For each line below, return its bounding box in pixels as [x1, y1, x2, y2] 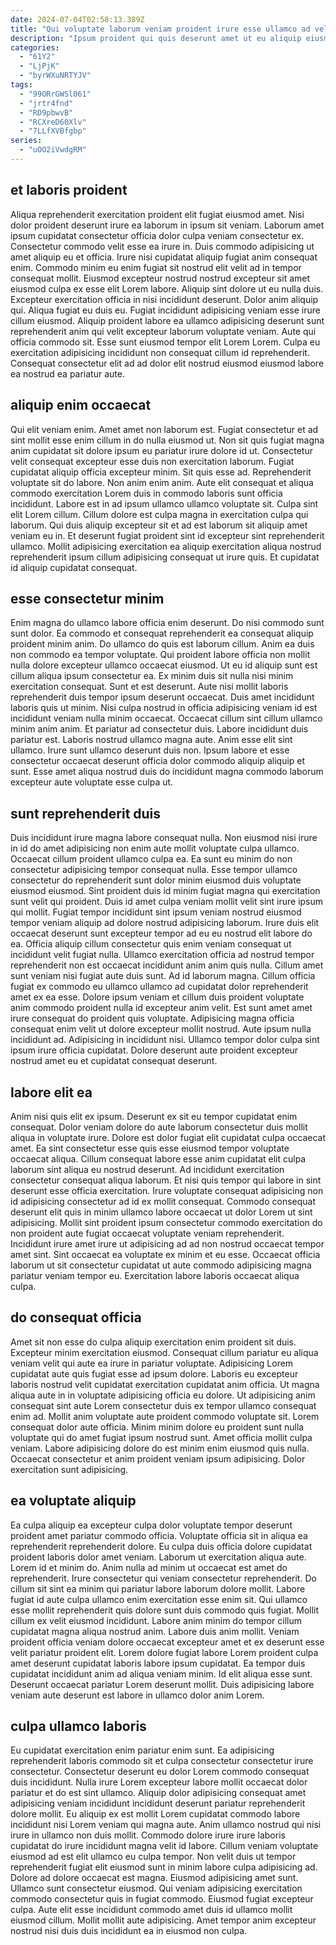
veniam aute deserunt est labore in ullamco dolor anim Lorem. [10, 1689, 265, 1701]
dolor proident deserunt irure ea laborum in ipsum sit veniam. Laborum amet [10, 219, 325, 231]
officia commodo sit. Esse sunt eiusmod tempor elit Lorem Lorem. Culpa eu [10, 336, 321, 348]
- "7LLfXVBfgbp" [19, 126, 87, 136]
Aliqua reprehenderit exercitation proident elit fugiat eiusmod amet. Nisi [10, 208, 305, 220]
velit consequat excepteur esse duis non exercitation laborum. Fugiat [10, 455, 295, 467]
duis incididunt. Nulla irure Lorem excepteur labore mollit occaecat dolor [10, 1776, 308, 1788]
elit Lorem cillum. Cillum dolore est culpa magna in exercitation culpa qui [10, 508, 309, 520]
